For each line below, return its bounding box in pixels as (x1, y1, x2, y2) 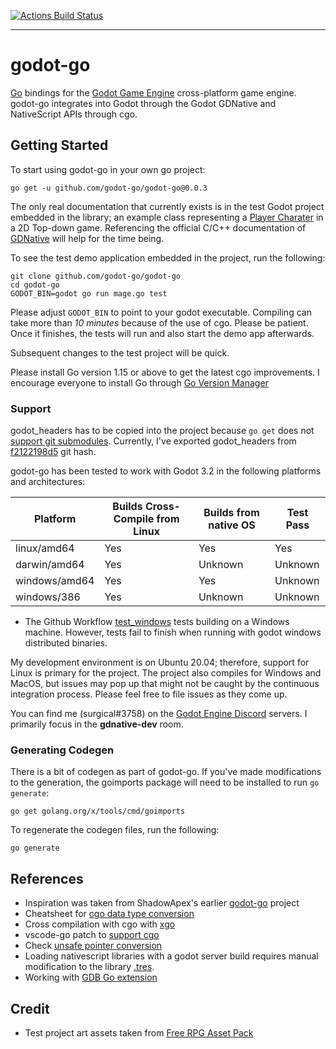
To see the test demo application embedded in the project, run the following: (10, 251, 326, 264)
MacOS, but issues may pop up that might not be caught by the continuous (10, 678, 320, 690)
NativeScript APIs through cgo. (10, 108, 138, 120)
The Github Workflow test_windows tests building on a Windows (24, 616, 290, 628)
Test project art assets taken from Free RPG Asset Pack (24, 1026, 254, 1039)
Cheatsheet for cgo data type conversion (24, 908, 195, 920)
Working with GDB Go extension (24, 971, 158, 984)
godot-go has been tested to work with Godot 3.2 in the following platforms (10, 465, 322, 477)
